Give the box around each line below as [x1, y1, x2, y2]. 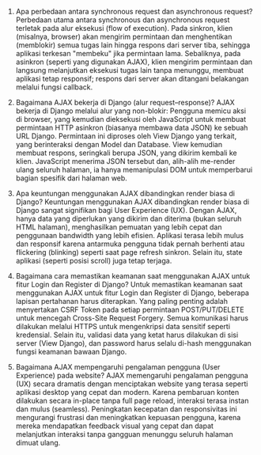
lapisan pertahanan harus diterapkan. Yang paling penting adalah [15, 297, 228, 305]
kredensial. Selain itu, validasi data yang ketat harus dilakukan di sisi [15, 330, 239, 339]
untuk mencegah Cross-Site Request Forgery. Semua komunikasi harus [15, 313, 249, 323]
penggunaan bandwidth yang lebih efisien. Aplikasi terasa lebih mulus [15, 231, 244, 240]
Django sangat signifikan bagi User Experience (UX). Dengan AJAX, [15, 206, 237, 214]
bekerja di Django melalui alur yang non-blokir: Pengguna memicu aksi [15, 106, 247, 116]
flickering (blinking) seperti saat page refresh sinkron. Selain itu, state [15, 248, 243, 256]
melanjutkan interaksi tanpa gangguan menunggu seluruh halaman [15, 430, 233, 438]
